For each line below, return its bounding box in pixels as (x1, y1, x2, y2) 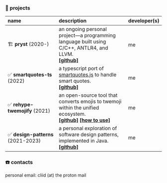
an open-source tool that (59, 92, 118, 99)
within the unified (59, 104, 99, 111)
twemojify (7, 107, 32, 114)
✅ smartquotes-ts (7, 71, 52, 78)
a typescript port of (59, 65, 104, 72)
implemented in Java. (59, 137, 109, 144)
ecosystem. (59, 111, 86, 118)
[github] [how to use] (59, 117, 110, 124)
